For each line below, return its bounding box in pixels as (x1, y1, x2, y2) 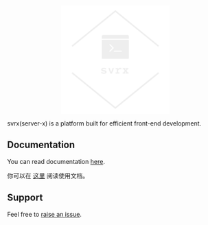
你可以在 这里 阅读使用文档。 (7, 171, 89, 180)
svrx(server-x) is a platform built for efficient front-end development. (7, 119, 202, 128)
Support (7, 192, 43, 204)
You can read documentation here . (7, 157, 105, 165)
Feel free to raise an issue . (7, 210, 82, 218)
